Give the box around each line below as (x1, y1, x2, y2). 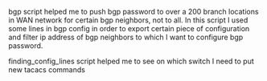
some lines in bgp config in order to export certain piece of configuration (8, 24, 250, 33)
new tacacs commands (8, 65, 86, 75)
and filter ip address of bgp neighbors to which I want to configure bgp (8, 32, 244, 42)
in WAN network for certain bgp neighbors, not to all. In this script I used (8, 15, 249, 25)
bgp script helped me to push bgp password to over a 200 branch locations (8, 7, 259, 16)
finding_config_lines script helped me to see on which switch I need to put (8, 56, 255, 66)
